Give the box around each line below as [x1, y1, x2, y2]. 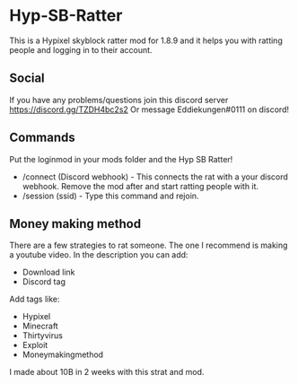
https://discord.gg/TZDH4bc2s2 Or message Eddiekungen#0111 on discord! [9, 104, 290, 115]
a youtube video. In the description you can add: [9, 249, 188, 260]
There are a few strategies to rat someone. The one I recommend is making [9, 240, 288, 251]
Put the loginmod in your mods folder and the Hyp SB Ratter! [9, 153, 233, 164]
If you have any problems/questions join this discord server [9, 94, 229, 105]
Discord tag [22, 276, 66, 287]
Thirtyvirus [22, 330, 63, 341]
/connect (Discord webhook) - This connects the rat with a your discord [22, 171, 289, 182]
